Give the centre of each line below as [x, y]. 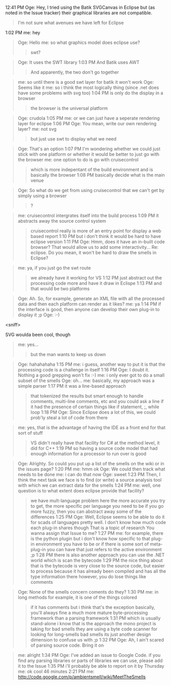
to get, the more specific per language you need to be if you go [97, 506]
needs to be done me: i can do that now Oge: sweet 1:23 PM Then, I [89, 474]
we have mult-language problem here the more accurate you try [98, 501]
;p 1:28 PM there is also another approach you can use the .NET [97, 555]
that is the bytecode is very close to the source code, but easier [97, 566]
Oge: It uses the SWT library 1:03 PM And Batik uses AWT [78, 62]
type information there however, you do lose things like [88, 576]
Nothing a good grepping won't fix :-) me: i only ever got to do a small [91, 375]
